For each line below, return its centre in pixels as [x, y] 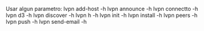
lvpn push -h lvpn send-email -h [46, 22]
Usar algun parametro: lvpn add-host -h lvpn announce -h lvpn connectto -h [102, 9]
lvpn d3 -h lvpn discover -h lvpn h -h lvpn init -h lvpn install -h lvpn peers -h [102, 15]
